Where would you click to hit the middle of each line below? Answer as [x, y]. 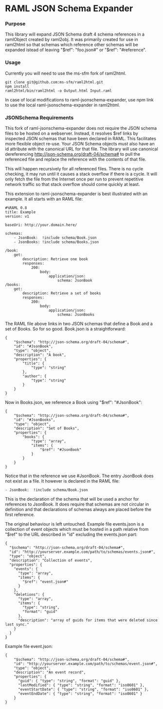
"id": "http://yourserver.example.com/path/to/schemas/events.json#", [82, 552]
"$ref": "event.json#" [45, 582]
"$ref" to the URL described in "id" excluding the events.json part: [71, 534]
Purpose [15, 24]
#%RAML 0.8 [16, 208]
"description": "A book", [40, 355]
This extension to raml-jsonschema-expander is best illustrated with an [76, 194]
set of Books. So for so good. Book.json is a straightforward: [65, 329]
